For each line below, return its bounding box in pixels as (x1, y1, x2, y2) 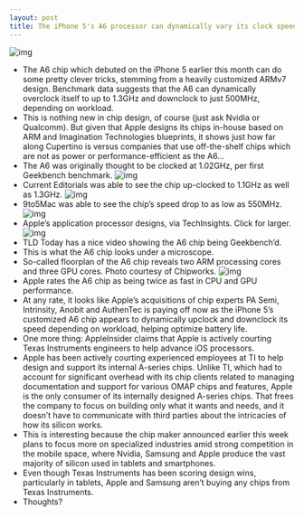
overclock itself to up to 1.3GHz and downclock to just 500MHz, (22, 92, 261, 104)
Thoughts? (22, 496, 63, 507)
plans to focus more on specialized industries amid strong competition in (22, 438, 294, 449)
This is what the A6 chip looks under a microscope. (22, 246, 214, 258)
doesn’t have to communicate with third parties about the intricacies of (22, 409, 287, 420)
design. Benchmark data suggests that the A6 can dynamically (22, 83, 256, 94)
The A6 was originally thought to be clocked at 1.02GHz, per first (22, 160, 264, 171)
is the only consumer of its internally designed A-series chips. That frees (22, 390, 294, 401)
